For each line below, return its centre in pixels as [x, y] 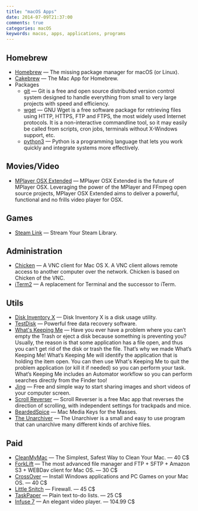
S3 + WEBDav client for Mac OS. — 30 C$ [66, 470]
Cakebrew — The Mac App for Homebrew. [66, 78]
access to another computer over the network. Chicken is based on [97, 272]
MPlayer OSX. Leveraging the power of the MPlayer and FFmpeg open [100, 187]
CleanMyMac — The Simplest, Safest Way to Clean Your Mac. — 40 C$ [102, 457]
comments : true [25, 23]
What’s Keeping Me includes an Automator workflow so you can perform [103, 374]
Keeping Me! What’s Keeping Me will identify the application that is [96, 355]
